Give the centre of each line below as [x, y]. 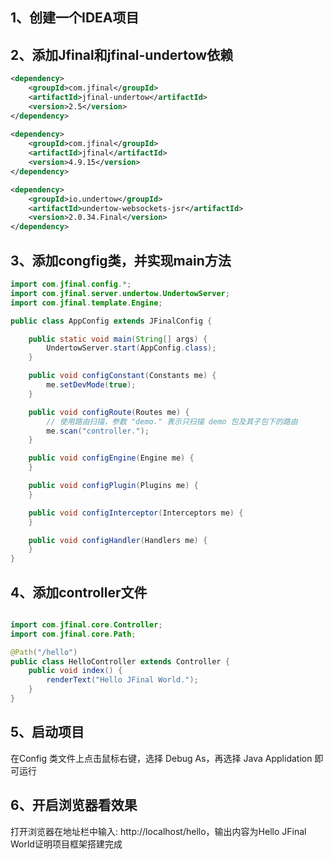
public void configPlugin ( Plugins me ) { [113, 486]
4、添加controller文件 [79, 592]
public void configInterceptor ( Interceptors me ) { [136, 513]
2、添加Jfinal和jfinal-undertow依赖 [122, 54]
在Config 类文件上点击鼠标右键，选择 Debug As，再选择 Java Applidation [161, 758]
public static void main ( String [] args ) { [118, 339]
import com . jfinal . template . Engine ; [86, 303]
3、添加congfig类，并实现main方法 [121, 260]
